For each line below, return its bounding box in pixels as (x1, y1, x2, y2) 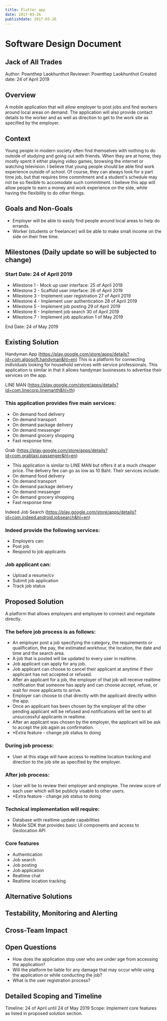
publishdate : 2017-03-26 (5, 16, 57, 21)
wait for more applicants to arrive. (12, 687, 82, 693)
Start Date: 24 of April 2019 (5, 271, 73, 278)
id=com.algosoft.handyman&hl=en (5, 356, 76, 362)
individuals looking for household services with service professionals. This (5, 362, 158, 368)
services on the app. (5, 372, 47, 378)
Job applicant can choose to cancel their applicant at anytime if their (12, 666, 153, 672)
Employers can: (12, 538, 45, 544)
